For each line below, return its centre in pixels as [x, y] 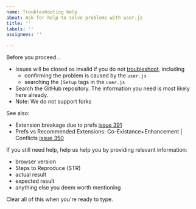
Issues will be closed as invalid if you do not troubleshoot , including [100, 69]
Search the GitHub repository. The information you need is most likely [102, 88]
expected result [35, 181]
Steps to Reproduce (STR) [48, 168]
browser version [36, 161]
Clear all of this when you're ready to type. [60, 199]
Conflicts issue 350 [39, 138]
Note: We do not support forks [53, 102]
